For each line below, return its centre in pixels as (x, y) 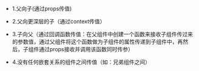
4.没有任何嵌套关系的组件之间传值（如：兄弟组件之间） (81, 62)
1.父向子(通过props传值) (42, 8)
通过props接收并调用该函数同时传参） (86, 49)
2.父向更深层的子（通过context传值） (58, 21)
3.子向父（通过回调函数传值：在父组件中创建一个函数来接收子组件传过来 (103, 34)
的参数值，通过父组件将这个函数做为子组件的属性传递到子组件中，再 (97, 42)
